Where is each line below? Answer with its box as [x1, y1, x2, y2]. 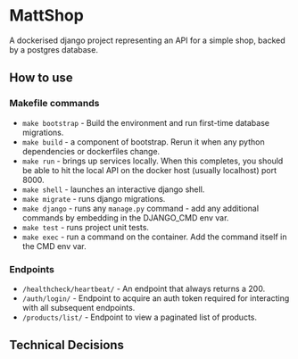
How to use [9, 71, 73, 86]
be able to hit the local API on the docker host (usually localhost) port [21, 164, 277, 175]
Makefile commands [9, 97, 100, 110]
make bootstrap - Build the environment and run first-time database [21, 117, 270, 128]
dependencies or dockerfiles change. [21, 146, 161, 156]
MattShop [9, 5, 85, 26]
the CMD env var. [21, 240, 87, 251]
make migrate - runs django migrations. [21, 193, 166, 204]
